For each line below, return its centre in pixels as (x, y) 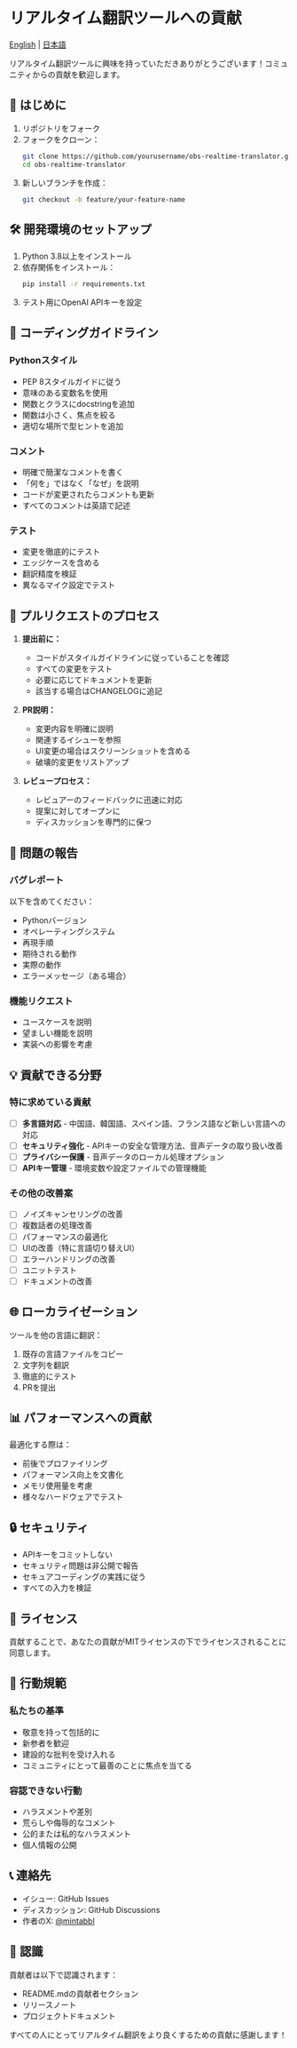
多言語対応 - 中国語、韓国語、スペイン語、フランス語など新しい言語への (154, 1123)
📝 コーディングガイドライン (84, 333)
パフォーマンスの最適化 (65, 1237)
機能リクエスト (41, 1000)
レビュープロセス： (57, 781)
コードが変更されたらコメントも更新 (88, 495)
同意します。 (32, 1653)
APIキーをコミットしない (67, 1555)
